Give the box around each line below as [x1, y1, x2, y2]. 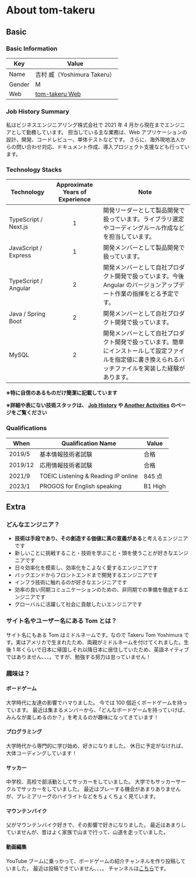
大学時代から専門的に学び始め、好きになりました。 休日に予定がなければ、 [6, 742, 187, 749]
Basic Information [6, 44, 58, 53]
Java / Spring [9, 310, 45, 318]
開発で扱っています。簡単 [114, 338, 184, 346]
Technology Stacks [6, 166, 62, 174]
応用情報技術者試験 [40, 461, 93, 469]
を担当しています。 [103, 232, 156, 241]
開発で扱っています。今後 [114, 272, 184, 280]
